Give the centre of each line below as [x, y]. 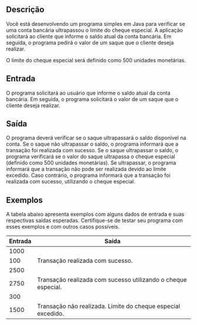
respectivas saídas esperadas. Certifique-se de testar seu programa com [94, 220]
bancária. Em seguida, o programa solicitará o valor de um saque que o [92, 99]
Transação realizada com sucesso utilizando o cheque [112, 280]
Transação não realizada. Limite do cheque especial [109, 306]
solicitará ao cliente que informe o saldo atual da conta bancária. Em [89, 36]
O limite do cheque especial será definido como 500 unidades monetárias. [96, 60]
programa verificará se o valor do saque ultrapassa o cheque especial [91, 157]
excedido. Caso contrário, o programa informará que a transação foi [89, 175]
